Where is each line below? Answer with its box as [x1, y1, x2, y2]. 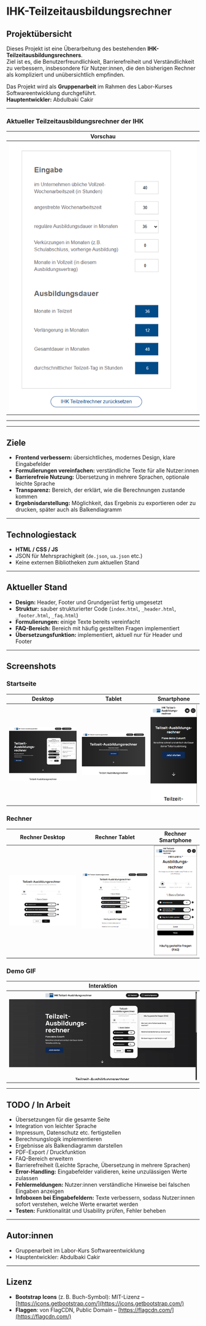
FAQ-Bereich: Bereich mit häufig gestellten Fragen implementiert [15, 624, 180, 632]
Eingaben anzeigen [15, 1187, 64, 1195]
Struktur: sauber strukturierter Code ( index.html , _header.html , [15, 605, 177, 612]
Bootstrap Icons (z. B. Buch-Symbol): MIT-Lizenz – [15, 1293, 145, 1300]
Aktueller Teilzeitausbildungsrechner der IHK [6, 116, 144, 125]
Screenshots [6, 661, 56, 672]
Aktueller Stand [6, 582, 67, 593]
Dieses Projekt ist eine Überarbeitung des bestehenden [6, 45, 146, 52]
